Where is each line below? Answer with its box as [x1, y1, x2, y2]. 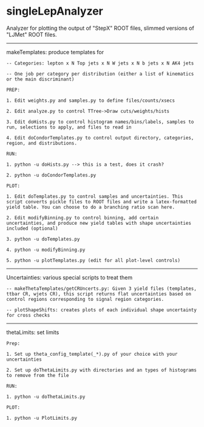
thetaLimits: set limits [6, 328, 59, 336]
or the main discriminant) [6, 76, 75, 82]
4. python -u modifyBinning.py [6, 247, 86, 253]
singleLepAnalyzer [6, 4, 103, 18]
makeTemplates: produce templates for [6, 48, 104, 55]
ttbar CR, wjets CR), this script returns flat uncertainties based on [6, 291, 191, 297]
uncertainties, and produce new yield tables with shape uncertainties [6, 220, 191, 226]
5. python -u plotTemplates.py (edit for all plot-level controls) [6, 257, 181, 263]
